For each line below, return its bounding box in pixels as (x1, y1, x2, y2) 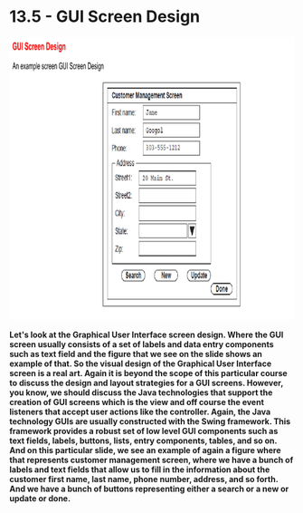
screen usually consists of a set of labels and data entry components (9, 338, 274, 350)
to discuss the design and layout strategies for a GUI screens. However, (9, 377, 283, 388)
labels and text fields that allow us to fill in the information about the (9, 464, 270, 475)
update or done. (9, 492, 71, 504)
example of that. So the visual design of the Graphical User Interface (9, 358, 272, 369)
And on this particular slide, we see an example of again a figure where (9, 444, 282, 455)
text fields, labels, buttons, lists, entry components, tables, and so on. (9, 435, 278, 446)
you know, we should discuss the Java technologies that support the (9, 387, 273, 398)
